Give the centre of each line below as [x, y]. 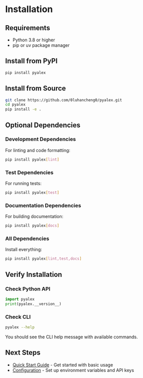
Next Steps [23, 353]
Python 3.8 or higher [34, 40]
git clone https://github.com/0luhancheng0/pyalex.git [64, 100]
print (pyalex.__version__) [33, 304]
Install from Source [36, 88]
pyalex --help [20, 327]
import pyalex [20, 299]
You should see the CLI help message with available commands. [71, 337]
